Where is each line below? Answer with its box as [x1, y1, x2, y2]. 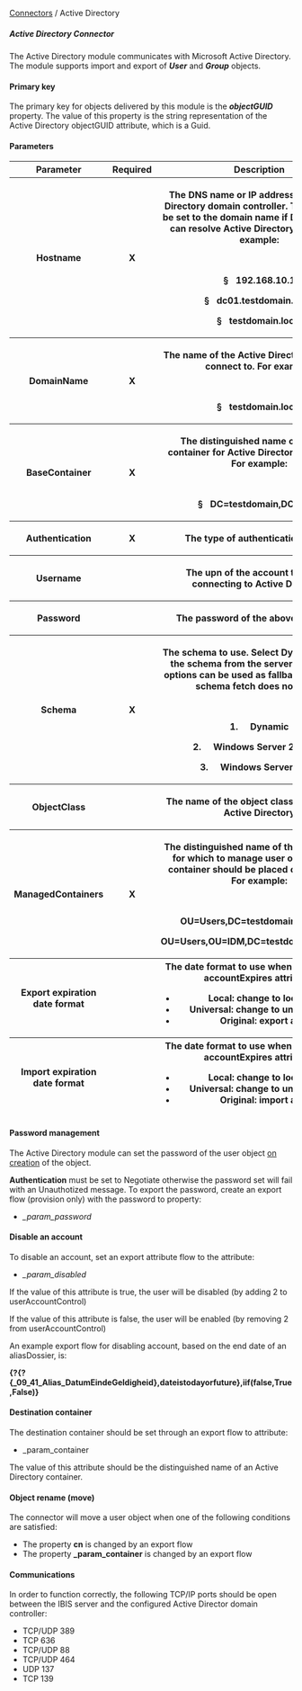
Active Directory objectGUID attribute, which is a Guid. [9, 121, 211, 131]
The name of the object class [165, 795, 294, 808]
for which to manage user [172, 852, 286, 864]
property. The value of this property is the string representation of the [9, 111, 268, 121]
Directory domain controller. [164, 200, 289, 212]
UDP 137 [22, 1664, 55, 1675]
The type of [184, 532, 236, 545]
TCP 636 [22, 1635, 56, 1646]
